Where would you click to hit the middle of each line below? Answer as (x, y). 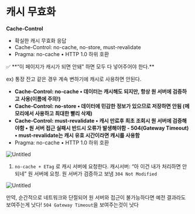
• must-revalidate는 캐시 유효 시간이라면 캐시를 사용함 (77, 135)
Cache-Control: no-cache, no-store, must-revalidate (78, 47)
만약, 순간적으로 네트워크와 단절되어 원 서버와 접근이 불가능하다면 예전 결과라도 (96, 197)
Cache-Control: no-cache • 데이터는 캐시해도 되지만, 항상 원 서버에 (93, 91)
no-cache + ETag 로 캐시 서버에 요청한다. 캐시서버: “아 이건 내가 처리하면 (98, 166)
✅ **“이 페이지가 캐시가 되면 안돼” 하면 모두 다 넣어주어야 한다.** (80, 66)
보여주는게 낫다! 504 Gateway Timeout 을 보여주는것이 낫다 (72, 205)
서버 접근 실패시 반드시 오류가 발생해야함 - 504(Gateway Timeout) (112, 128)
